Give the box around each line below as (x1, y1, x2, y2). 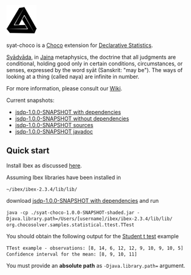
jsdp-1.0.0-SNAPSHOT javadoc (15, 128, 93, 135)
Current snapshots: (6, 97, 55, 104)
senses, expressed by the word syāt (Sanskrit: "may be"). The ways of (6, 67, 183, 73)
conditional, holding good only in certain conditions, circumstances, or (6, 60, 183, 67)
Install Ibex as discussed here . (6, 161, 82, 169)
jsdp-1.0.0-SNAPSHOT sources (15, 122, 94, 128)
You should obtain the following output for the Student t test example (6, 232, 179, 240)
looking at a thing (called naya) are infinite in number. (6, 73, 140, 80)
